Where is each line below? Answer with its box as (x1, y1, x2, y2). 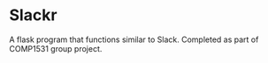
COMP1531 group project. (9, 43, 103, 53)
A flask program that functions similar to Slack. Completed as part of (9, 34, 259, 45)
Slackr (9, 5, 57, 25)
